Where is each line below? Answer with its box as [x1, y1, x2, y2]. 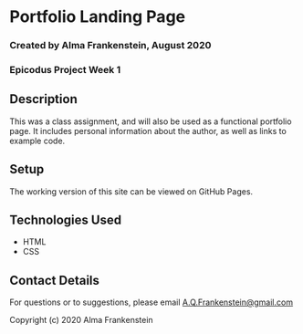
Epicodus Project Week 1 [9, 64, 121, 77]
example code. [9, 135, 66, 146]
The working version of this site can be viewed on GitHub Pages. [9, 185, 254, 197]
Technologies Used [9, 213, 121, 228]
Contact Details [9, 272, 100, 288]
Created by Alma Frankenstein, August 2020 [9, 39, 212, 52]
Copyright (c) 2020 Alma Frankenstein [9, 315, 153, 326]
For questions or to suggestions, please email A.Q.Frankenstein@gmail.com [9, 297, 294, 308]
